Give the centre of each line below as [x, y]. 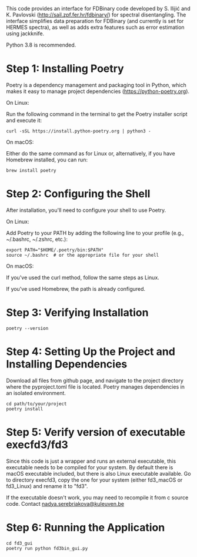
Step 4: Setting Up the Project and [91, 352]
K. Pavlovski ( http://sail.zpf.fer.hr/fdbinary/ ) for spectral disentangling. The [96, 15]
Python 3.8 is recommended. [41, 45]
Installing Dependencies [67, 364]
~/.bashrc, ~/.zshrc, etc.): [37, 239]
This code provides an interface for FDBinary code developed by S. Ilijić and [98, 9]
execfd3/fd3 [37, 445]
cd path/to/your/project [36, 404]
